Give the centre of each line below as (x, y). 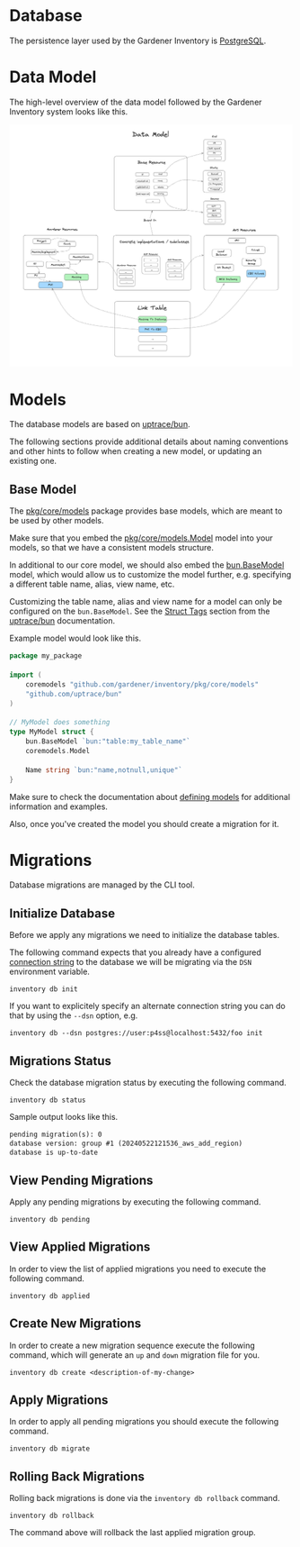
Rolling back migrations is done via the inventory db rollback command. (145, 1498)
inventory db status (48, 1100)
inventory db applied (50, 1296)
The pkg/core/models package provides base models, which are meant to (146, 511)
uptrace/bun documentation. (62, 621)
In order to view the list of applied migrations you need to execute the (138, 1269)
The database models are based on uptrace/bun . (100, 424)
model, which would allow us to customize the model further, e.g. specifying (150, 575)
